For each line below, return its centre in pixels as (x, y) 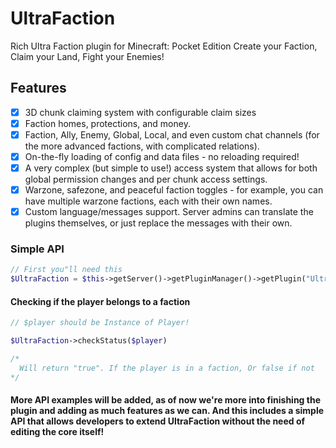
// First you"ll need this (66, 270)
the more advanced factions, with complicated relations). (142, 146)
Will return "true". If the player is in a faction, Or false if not (167, 368)
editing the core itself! (57, 432)
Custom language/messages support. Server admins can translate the (169, 212)
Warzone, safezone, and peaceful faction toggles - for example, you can (174, 190)
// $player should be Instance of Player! (100, 323)
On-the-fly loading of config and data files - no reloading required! (162, 156)
